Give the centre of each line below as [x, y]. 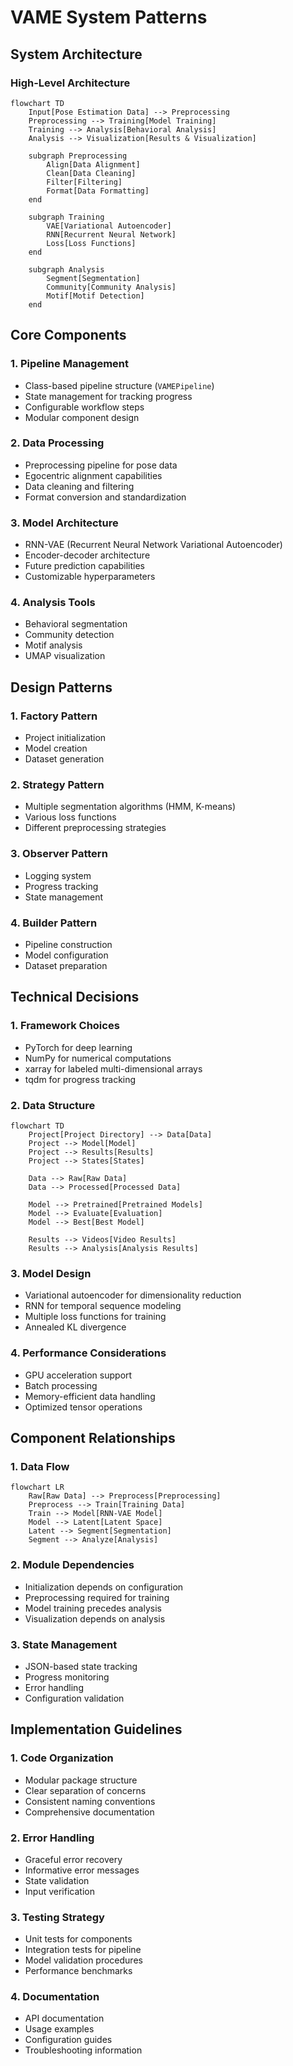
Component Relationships [93, 1438]
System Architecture [76, 54]
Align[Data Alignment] [93, 164]
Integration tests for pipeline [83, 1950]
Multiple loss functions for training [95, 1317]
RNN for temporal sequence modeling [103, 1306]
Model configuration [66, 955]
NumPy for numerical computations [98, 1058]
